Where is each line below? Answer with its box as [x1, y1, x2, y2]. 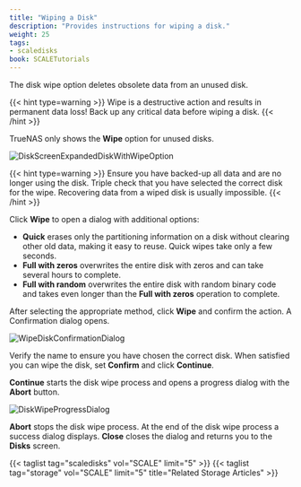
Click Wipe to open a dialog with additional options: [9, 214, 200, 224]
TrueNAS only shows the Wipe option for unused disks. [9, 134, 215, 143]
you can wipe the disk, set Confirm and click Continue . [9, 360, 215, 370]
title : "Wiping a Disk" [9, 13, 99, 22]
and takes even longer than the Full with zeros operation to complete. [21, 289, 280, 299]
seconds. [21, 250, 57, 261]
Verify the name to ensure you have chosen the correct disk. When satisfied [9, 351, 290, 361]
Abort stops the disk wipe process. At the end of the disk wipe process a [9, 422, 279, 431]
